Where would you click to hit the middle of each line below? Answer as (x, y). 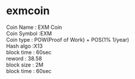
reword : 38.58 (24, 58)
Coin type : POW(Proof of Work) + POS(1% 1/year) (68, 39)
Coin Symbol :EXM (29, 33)
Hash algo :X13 (24, 46)
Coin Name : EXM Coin (34, 27)
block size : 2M (25, 65)
